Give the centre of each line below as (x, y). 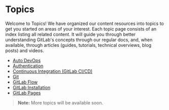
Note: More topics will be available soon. (60, 102)
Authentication (28, 66)
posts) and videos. (25, 50)
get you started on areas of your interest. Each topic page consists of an (81, 29)
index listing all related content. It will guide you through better (71, 34)
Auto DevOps (27, 60)
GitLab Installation (31, 87)
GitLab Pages (27, 93)
